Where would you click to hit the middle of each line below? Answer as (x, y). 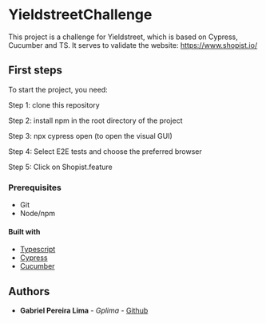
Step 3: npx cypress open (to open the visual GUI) (91, 136)
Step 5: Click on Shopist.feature (61, 167)
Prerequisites (35, 187)
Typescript (38, 250)
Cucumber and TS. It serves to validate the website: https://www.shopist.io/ (133, 45)
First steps (35, 71)
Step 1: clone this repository (54, 104)
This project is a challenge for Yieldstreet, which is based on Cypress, (123, 37)
